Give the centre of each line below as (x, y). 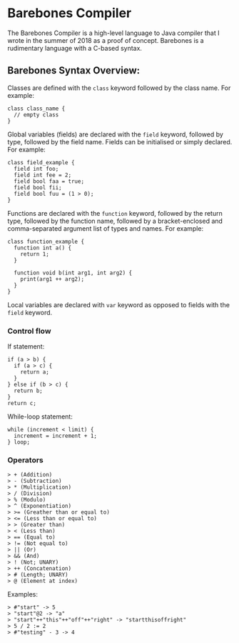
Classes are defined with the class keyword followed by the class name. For (119, 88)
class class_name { (36, 109)
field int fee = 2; (43, 175)
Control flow (29, 331)
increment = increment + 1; (56, 436)
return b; (28, 391)
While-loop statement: (40, 417)
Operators (26, 460)
